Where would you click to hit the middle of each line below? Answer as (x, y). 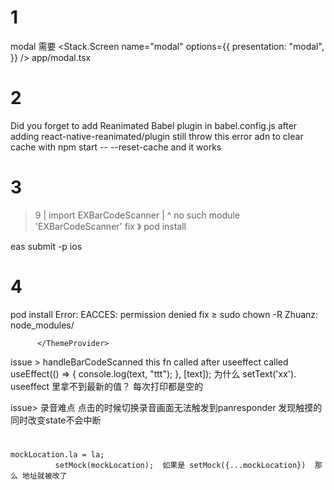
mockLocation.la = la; (57, 454)
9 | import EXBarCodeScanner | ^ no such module (137, 215)
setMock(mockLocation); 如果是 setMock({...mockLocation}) (180, 465)
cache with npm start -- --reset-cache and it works (116, 147)
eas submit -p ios (46, 246)
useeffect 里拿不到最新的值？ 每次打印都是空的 (107, 386)
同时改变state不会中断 (56, 420)
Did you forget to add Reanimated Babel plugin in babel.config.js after (154, 125)
